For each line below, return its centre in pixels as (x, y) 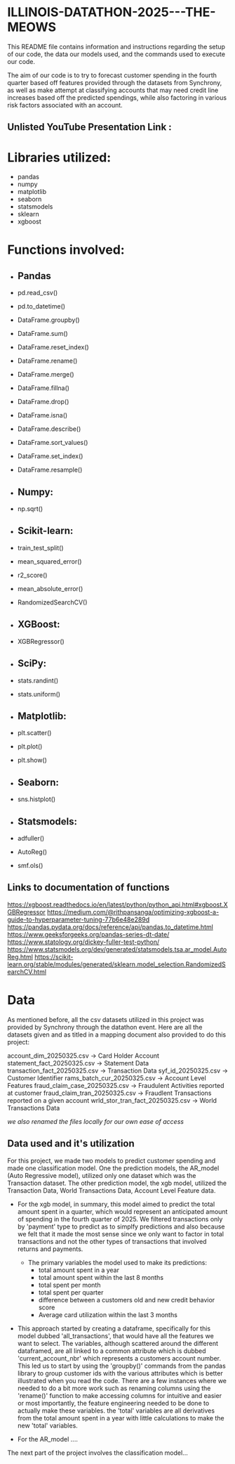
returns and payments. (50, 1249)
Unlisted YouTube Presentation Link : (89, 127)
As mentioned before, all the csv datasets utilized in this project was (106, 1019)
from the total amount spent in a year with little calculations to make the (121, 1418)
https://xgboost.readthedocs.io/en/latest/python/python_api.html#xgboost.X (117, 905)
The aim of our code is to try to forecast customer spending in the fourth (112, 75)
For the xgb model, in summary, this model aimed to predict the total (116, 1204)
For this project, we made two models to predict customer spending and (112, 1160)
